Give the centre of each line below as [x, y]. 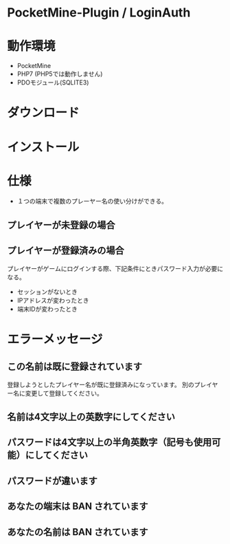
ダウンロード [44, 113]
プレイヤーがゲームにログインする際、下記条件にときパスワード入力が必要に [115, 268]
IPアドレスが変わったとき [53, 300]
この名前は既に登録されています [75, 367]
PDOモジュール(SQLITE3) [53, 83]
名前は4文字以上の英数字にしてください [91, 417]
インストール [43, 147]
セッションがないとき [47, 292]
